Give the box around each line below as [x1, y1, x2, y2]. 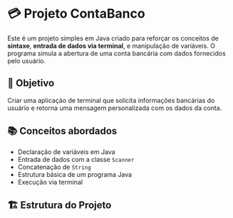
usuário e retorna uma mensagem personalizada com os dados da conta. [7, 104, 222, 112]
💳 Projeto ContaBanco [7, 6, 145, 22]
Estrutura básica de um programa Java [17, 170, 133, 178]
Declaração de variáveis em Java [17, 147, 115, 156]
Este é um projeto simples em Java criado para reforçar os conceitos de [7, 33, 219, 43]
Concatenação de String [17, 163, 91, 171]
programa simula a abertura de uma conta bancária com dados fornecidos [7, 49, 226, 58]
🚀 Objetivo [7, 77, 55, 89]
